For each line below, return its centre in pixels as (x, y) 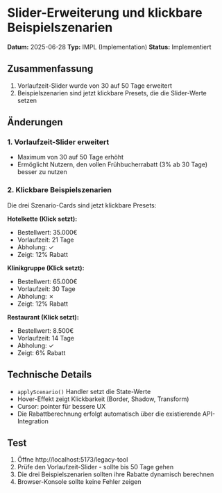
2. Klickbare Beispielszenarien (60, 190)
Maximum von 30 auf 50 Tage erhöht (70, 157)
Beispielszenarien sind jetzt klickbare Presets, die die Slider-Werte (112, 93)
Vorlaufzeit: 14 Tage (46, 338)
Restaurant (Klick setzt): (43, 317)
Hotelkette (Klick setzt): (42, 219)
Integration (33, 421)
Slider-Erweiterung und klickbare (105, 13)
